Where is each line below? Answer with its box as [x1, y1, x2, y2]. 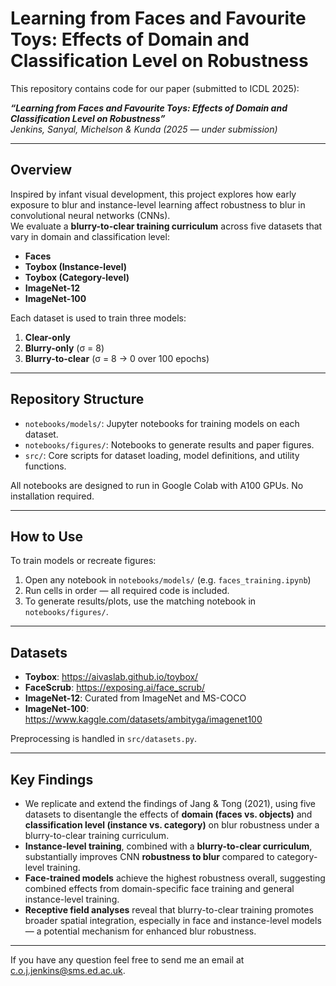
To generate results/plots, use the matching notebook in [24, 595, 257, 607]
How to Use [10, 528, 84, 545]
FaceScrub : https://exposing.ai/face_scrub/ [24, 682, 205, 694]
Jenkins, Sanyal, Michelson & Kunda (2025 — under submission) [10, 123, 278, 135]
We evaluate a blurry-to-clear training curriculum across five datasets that [10, 220, 323, 232]
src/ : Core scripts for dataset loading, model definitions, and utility [24, 449, 300, 461]
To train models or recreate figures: [10, 555, 157, 567]
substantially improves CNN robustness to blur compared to [24, 851, 275, 862]
